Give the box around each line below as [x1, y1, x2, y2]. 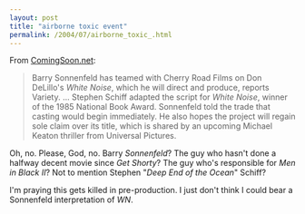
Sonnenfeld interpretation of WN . [9, 194, 133, 205]
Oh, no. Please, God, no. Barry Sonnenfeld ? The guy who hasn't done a [9, 148, 277, 159]
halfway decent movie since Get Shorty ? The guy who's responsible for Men [9, 158, 297, 169]
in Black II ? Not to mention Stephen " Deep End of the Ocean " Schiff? [9, 167, 266, 178]
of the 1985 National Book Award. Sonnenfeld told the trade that [31, 102, 271, 112]
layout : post [9, 13, 59, 23]
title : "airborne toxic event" [9, 22, 128, 31]
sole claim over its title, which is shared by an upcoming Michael [31, 121, 273, 131]
